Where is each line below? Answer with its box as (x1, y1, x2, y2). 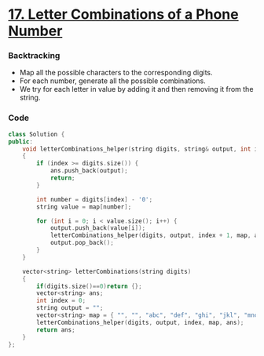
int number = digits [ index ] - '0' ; (36, 195, 153, 203)
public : (8, 137, 34, 146)
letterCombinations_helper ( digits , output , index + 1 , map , (49, 231, 251, 240)
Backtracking (8, 50, 60, 61)
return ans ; (36, 325, 76, 334)
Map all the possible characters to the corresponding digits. (19, 68, 214, 78)
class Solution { (8, 130, 65, 138)
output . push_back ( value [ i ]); (49, 224, 146, 232)
